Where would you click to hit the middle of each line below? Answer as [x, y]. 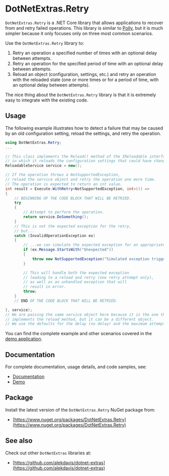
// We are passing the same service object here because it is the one [82, 314]
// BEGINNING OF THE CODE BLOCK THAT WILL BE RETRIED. [73, 198]
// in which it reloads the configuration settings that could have [78, 161]
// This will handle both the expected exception [76, 273]
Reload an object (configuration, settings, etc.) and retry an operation [84, 74]
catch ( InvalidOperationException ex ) [55, 235]
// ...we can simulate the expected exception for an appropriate [94, 245]
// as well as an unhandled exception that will [75, 282]
